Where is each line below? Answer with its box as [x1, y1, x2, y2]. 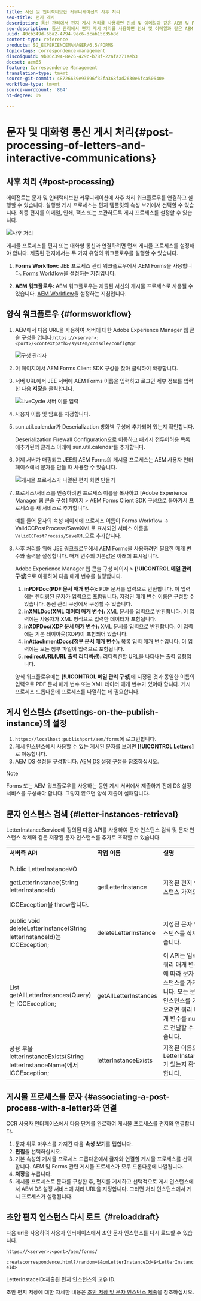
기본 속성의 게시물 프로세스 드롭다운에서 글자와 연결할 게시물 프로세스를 [14, 1155, 181, 1162]
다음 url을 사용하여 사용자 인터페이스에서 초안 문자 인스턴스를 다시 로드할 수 [6, 1229, 182, 1236]
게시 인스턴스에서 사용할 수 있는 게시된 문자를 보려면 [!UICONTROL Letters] [14, 743, 194, 750]
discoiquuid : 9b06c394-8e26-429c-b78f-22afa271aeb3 [6, 53, 138, 59]
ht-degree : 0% [6, 92, 42, 98]
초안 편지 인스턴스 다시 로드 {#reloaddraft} [6, 1212, 160, 1222]
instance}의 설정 [6, 718, 67, 728]
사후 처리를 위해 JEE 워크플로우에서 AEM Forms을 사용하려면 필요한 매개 [14, 545, 185, 552]
